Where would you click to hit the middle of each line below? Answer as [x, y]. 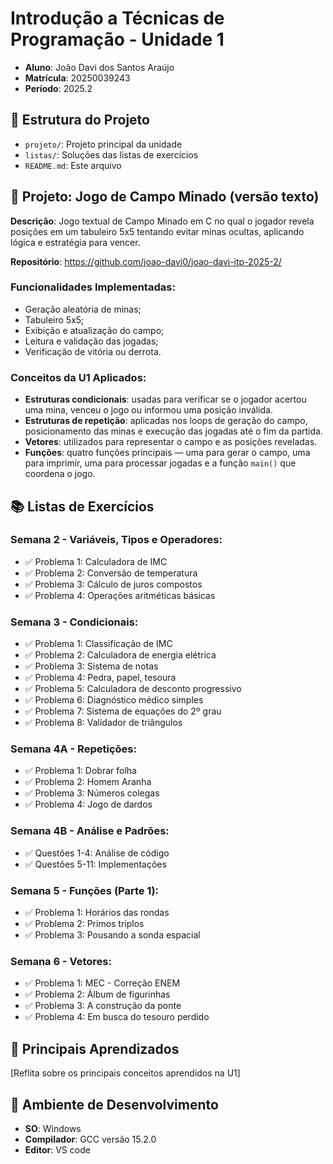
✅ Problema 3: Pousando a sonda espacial [112, 935]
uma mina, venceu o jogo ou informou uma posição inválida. [148, 410]
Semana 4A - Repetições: [73, 749]
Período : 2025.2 [58, 88]
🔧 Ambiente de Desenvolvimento [114, 1104]
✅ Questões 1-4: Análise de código [97, 853]
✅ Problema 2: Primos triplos [84, 924]
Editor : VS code [57, 1149]
